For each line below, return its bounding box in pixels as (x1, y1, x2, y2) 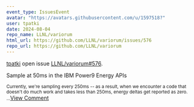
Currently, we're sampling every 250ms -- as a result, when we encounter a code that (6, 83, 187, 89)
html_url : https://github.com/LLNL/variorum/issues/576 (6, 37, 152, 43)
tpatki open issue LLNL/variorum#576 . (6, 59, 103, 67)
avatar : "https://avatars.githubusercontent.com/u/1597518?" (6, 15, 166, 21)
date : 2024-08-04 (6, 26, 51, 32)
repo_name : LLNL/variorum (6, 32, 72, 38)
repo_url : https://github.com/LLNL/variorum (6, 43, 122, 50)
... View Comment (6, 94, 49, 101)
